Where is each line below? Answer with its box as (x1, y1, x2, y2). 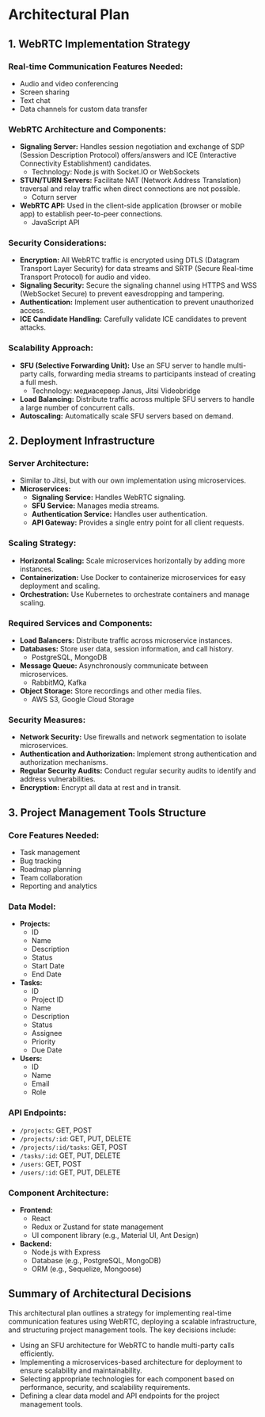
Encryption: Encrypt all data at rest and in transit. (19, 783, 181, 793)
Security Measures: (8, 714, 86, 725)
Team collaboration (19, 873, 83, 883)
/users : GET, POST (19, 1159, 81, 1168)
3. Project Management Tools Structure (8, 806, 206, 819)
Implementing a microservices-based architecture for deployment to (19, 1357, 243, 1366)
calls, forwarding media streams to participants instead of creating (39, 369, 256, 378)
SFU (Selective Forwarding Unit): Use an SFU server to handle (19, 361, 225, 370)
